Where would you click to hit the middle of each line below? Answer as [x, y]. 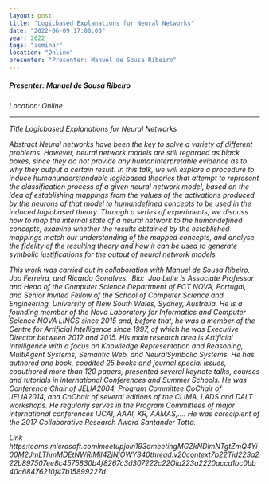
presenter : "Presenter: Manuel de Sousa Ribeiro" [93, 61]
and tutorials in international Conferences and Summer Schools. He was [128, 380]
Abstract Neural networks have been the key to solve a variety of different [131, 144]
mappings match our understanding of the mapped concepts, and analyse [132, 237]
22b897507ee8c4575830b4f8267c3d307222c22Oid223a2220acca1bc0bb [133, 462]
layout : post [31, 16]
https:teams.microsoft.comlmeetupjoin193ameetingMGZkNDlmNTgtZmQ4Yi [133, 446]
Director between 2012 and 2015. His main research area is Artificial [121, 337]
